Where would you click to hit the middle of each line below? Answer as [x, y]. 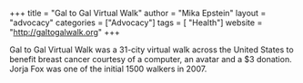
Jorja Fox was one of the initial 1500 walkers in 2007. [108, 69]
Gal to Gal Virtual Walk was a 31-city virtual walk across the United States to [151, 50]
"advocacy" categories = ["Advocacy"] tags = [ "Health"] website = [136, 23]
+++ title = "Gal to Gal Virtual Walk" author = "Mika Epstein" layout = [138, 13]
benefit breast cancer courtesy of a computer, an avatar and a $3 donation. [151, 59]
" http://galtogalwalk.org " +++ [65, 32]
